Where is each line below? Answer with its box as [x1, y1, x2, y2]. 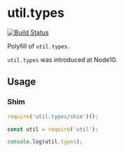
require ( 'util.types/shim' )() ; [7, 113, 99, 120]
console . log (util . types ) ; [7, 139, 83, 146]
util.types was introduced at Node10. [7, 55, 118, 64]
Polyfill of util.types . [7, 42, 70, 50]
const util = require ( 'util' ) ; [7, 125, 99, 133]
